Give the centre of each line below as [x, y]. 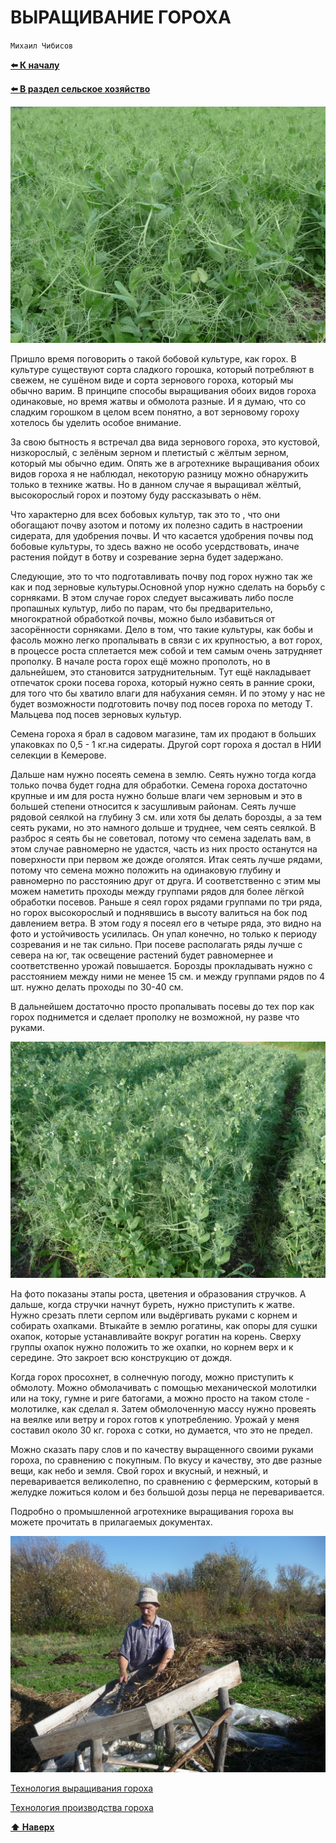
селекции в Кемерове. [58, 755]
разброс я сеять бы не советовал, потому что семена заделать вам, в [161, 838]
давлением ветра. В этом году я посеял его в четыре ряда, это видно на [166, 923]
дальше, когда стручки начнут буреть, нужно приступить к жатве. [152, 1304]
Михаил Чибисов [42, 46]
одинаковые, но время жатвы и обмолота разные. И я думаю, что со [158, 401]
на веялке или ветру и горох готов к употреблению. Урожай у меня [155, 1419]
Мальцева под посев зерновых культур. [96, 714]
